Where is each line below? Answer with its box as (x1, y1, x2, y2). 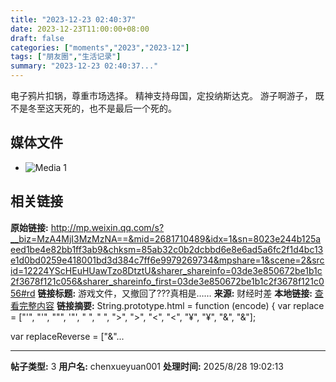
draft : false (10, 33, 65, 43)
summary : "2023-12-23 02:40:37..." (10, 61, 159, 71)
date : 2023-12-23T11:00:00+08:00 (10, 24, 150, 34)
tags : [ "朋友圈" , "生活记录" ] (10, 52, 122, 62)
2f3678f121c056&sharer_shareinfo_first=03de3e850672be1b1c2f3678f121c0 (10, 275, 325, 287)
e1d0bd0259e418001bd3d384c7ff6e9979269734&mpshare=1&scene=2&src (10, 254, 325, 266)
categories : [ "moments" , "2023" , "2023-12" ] (10, 42, 190, 53)
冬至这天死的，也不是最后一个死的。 (27, 102, 177, 114)
